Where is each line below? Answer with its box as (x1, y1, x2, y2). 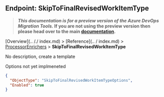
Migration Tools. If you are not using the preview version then (17, 23, 151, 29)
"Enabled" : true (10, 82, 44, 88)
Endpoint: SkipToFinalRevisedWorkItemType (5, 4, 149, 13)
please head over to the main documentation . (17, 28, 116, 35)
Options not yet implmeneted (5, 63, 66, 69)
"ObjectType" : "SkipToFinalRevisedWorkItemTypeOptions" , (10, 78, 133, 83)
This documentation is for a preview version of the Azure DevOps (17, 17, 159, 23)
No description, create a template (5, 53, 75, 59)
